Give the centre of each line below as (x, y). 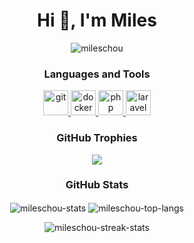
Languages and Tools (97, 74)
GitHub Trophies (97, 138)
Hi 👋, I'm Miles (97, 20)
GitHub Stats (97, 185)
